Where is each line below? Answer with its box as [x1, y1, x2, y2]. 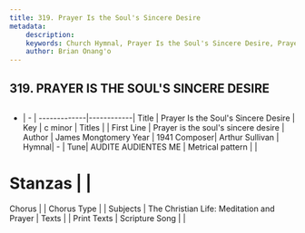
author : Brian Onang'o [25, 47, 112, 56]
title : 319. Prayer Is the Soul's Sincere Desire [9, 13, 202, 23]
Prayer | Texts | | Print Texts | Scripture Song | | [9, 212, 186, 223]
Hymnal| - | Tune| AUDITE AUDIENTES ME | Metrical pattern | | [22, 141, 258, 152]
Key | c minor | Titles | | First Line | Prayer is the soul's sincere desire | [22, 121, 285, 132]
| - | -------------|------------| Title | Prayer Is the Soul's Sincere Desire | [22, 112, 295, 123]
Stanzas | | [9, 173, 93, 194]
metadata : [9, 22, 47, 31]
